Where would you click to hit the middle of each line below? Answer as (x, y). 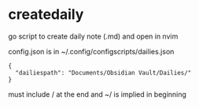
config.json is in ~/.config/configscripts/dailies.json (91, 51)
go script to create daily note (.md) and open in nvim (93, 36)
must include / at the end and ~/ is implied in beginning (98, 94)
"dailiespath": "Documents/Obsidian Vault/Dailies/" (103, 72)
